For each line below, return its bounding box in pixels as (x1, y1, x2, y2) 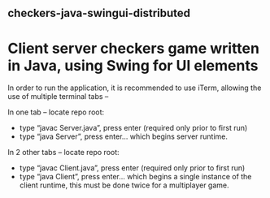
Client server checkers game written (7, 39, 259, 58)
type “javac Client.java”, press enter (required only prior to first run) (19, 163, 246, 173)
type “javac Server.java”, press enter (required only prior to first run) (19, 123, 248, 133)
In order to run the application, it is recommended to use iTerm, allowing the (7, 83, 262, 93)
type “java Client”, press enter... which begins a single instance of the (19, 172, 252, 182)
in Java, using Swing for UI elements (7, 56, 259, 75)
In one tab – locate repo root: (7, 107, 105, 117)
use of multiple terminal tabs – (7, 92, 109, 101)
